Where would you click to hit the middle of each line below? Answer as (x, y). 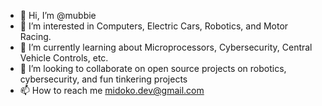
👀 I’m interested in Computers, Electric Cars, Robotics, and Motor (154, 26)
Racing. (35, 36)
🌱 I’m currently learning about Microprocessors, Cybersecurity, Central (166, 47)
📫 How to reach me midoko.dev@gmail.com (112, 90)
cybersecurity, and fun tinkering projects (103, 79)
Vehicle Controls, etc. (64, 58)
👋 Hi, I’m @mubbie (58, 15)
